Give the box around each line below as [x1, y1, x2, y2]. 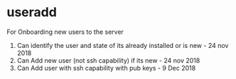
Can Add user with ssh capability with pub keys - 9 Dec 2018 [16, 63, 196, 72]
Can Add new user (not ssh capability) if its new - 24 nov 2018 [16, 56, 200, 64]
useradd [6, 4, 58, 20]
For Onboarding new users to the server [6, 28, 124, 36]
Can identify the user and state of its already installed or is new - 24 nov [16, 41, 229, 49]
